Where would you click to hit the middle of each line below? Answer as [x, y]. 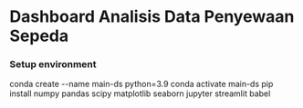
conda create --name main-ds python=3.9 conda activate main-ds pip [141, 84]
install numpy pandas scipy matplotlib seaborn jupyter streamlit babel [140, 93]
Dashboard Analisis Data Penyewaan [152, 17]
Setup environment [53, 64]
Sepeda [39, 36]
